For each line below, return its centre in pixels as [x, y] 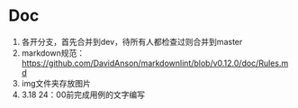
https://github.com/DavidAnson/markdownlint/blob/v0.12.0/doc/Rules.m [155, 63]
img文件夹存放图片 [56, 83]
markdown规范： [53, 53]
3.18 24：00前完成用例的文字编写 [83, 94]
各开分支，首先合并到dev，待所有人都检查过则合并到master [132, 41]
